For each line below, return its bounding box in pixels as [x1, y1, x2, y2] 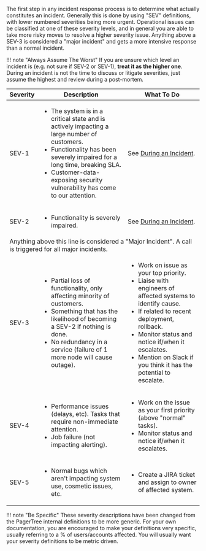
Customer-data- [51, 168, 100, 177]
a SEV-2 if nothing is [51, 322, 112, 331]
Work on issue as [137, 261, 188, 269]
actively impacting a [51, 122, 109, 131]
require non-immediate [51, 417, 118, 426]
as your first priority [137, 406, 195, 414]
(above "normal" [137, 414, 186, 422]
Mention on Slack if [137, 353, 194, 361]
